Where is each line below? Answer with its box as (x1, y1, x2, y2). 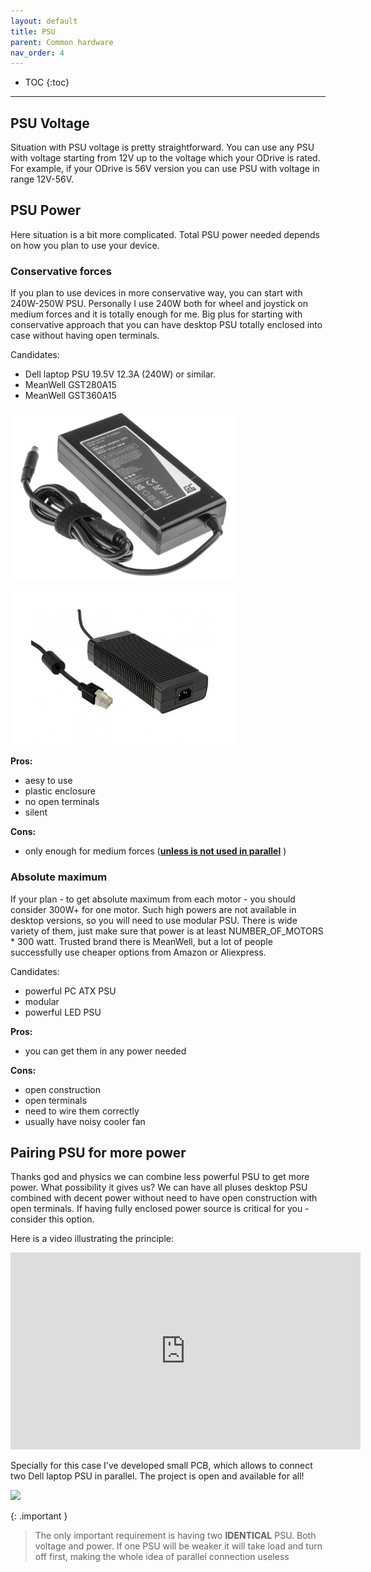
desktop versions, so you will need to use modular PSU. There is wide (10, 914, 298, 926)
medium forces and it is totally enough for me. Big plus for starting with (10, 308, 303, 320)
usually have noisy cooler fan (24, 1115, 146, 1127)
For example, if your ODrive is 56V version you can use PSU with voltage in (10, 163, 320, 175)
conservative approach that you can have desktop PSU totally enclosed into (10, 319, 323, 331)
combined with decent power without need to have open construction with (10, 1192, 318, 1204)
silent (24, 806, 48, 819)
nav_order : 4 (10, 48, 65, 58)
